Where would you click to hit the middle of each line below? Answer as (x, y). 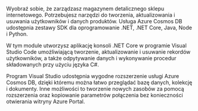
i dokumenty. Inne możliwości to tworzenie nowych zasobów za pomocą (95, 89)
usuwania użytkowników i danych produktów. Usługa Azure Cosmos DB (95, 21)
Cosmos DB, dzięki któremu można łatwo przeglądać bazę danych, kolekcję (99, 82)
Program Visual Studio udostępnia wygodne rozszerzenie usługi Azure (93, 76)
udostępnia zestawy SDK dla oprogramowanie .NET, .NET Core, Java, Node (99, 27)
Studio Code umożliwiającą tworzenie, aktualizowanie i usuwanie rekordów (98, 52)
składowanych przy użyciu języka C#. (53, 64)
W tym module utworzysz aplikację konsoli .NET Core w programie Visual (96, 45)
